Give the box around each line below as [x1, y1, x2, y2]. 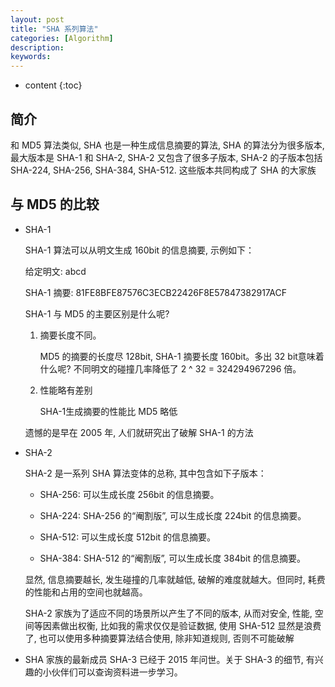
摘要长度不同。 [39, 329, 102, 341]
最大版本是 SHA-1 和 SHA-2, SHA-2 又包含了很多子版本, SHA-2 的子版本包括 [10, 151, 323, 163]
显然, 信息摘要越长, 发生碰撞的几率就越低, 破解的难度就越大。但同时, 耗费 [24, 573, 326, 585]
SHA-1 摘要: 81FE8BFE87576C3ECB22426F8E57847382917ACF [24, 286, 287, 298]
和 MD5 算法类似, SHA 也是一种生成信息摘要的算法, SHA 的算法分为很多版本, [10, 139, 325, 151]
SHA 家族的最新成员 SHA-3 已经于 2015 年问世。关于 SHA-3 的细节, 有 [24, 653, 315, 665]
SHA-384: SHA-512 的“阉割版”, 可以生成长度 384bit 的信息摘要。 [39, 552, 306, 564]
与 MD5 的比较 [10, 196, 100, 213]
